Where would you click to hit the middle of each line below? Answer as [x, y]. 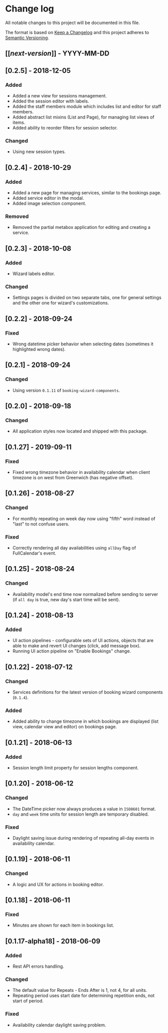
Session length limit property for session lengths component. [75, 768]
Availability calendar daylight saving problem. [59, 1025]
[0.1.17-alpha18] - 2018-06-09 [53, 941]
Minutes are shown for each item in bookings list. [63, 925]
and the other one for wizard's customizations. [61, 303]
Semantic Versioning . [27, 38]
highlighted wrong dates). [39, 349]
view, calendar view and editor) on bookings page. [64, 727]
